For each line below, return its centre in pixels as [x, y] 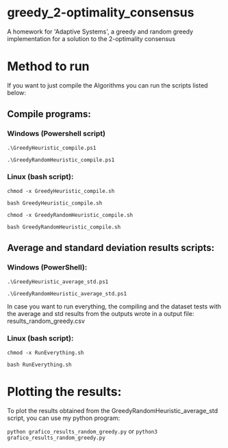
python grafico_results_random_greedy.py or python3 [82, 431]
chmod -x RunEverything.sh [46, 353]
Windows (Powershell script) [56, 133]
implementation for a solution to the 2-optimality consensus [91, 38]
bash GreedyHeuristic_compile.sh [55, 203]
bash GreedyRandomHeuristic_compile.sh [64, 227]
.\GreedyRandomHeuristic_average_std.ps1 [67, 293]
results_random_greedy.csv [46, 321]
